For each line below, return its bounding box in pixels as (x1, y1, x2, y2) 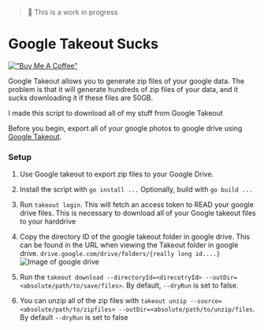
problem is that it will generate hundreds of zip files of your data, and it (8, 84, 239, 94)
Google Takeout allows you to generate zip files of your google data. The (8, 76, 245, 86)
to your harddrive (19, 217, 76, 226)
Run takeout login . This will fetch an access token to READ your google (19, 200, 254, 209)
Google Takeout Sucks (8, 35, 159, 53)
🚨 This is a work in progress (27, 8, 118, 17)
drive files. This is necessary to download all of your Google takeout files (19, 209, 256, 218)
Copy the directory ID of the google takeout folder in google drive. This (19, 232, 251, 242)
